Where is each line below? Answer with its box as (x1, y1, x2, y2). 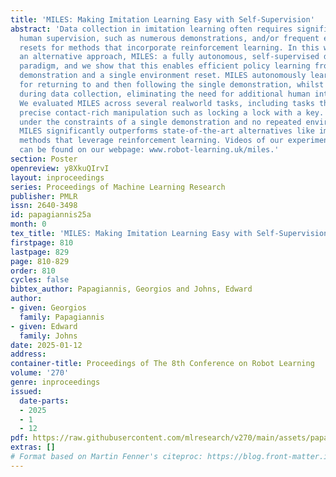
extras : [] (10, 442, 56, 453)
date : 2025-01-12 (10, 340, 83, 350)
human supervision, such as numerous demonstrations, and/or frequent (19, 33, 320, 43)
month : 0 (10, 219, 47, 230)
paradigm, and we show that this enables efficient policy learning (19, 61, 311, 71)
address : (10, 349, 47, 360)
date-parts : (19, 396, 70, 406)
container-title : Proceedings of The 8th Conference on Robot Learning (10, 359, 315, 369)
